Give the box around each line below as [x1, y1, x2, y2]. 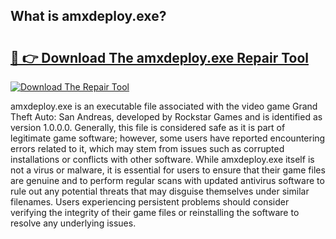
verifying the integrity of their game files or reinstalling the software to [10, 207, 300, 218]
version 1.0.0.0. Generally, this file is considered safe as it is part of [10, 122, 286, 133]
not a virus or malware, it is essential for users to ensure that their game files [10, 164, 326, 176]
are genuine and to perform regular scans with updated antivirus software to [10, 175, 325, 186]
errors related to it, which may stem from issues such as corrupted [10, 143, 285, 154]
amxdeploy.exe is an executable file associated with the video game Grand [10, 100, 318, 112]
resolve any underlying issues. [10, 217, 137, 229]
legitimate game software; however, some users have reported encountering [10, 132, 326, 144]
